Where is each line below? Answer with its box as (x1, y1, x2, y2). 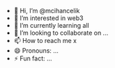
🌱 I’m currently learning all (13, 22, 89, 29)
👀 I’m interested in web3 (13, 14, 84, 22)
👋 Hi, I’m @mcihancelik (13, 7, 80, 15)
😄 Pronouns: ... (13, 46, 59, 55)
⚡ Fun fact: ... (13, 54, 52, 62)
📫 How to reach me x (13, 37, 77, 44)
